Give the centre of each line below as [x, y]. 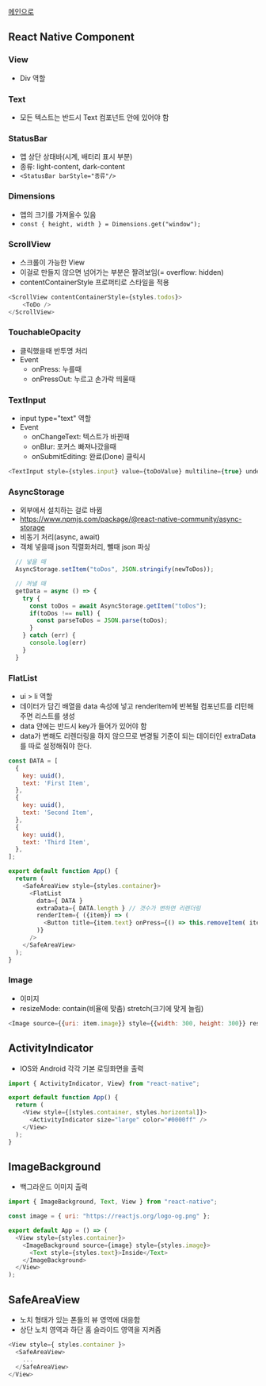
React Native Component [71, 37]
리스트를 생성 [55, 716]
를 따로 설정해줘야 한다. [56, 746]
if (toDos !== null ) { [65, 613]
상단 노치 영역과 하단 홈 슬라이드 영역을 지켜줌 [90, 1330]
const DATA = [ [33, 761]
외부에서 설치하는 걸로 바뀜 [61, 510]
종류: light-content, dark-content [72, 167]
